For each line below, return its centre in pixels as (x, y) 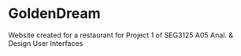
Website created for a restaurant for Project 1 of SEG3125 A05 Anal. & (121, 35)
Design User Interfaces (46, 43)
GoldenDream (54, 14)
